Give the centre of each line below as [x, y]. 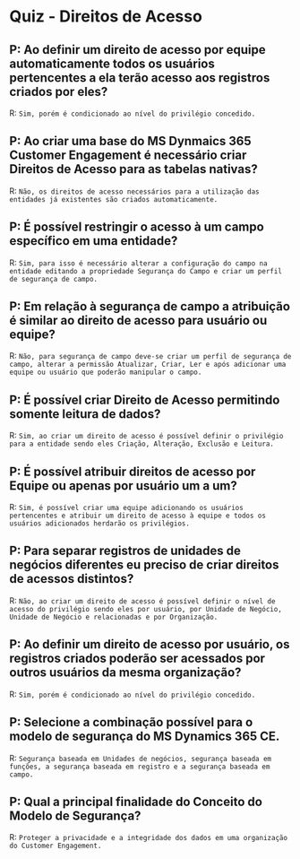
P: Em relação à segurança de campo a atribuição [150, 307]
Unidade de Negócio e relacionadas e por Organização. [114, 617]
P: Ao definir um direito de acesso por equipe [137, 50]
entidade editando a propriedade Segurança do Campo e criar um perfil [146, 271]
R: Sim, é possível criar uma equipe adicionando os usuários [126, 508]
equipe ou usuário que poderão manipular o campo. [106, 373]
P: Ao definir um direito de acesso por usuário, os [150, 644]
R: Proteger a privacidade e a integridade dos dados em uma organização [149, 837]
